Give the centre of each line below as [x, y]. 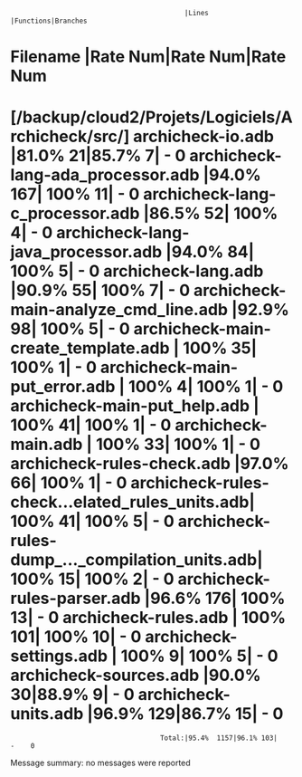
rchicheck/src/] [70, 137]
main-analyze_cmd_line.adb [119, 310]
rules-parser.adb [75, 599]
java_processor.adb [86, 252]
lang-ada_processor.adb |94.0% [136, 175]
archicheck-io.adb [204, 137]
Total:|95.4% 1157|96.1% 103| [219, 738]
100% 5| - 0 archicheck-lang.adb [137, 271]
